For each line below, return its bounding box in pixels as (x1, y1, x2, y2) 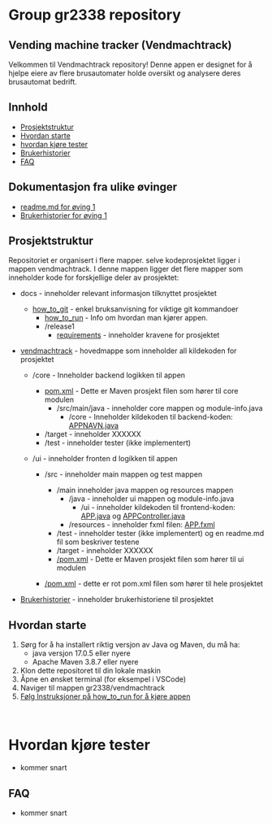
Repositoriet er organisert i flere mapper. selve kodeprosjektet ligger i (8, 255, 241, 265)
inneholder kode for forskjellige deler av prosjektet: (8, 272, 179, 282)
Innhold (8, 100, 48, 115)
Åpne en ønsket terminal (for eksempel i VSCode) (19, 674, 187, 684)
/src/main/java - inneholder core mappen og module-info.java (56, 403, 263, 413)
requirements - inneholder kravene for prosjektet (56, 330, 220, 340)
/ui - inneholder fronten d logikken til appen (32, 454, 178, 464)
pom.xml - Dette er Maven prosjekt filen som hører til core (44, 386, 239, 396)
